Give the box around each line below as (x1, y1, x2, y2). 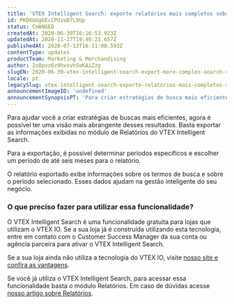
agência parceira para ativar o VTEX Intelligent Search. (7, 240, 165, 248)
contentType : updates (7, 49, 70, 56)
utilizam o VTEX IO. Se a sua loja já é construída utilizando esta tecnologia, (7, 225, 221, 234)
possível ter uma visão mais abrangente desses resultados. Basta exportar (7, 121, 221, 129)
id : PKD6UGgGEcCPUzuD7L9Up (7, 17, 86, 24)
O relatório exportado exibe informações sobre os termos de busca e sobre (7, 170, 224, 178)
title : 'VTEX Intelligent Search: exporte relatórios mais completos (7, 10, 214, 17)
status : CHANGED (7, 23, 54, 30)
